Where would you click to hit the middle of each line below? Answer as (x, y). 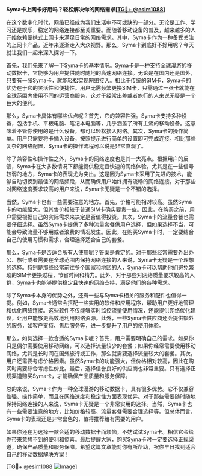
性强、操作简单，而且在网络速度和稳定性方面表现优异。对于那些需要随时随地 (101, 396)
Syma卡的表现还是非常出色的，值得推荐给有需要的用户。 (76, 419)
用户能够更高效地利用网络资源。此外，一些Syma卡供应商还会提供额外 (108, 318)
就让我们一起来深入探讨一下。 (43, 52)
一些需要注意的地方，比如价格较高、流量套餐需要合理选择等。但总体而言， (103, 411)
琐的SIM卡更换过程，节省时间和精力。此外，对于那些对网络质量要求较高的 (98, 275)
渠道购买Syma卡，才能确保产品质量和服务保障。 (71, 376)
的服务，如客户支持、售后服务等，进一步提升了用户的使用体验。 (85, 325)
